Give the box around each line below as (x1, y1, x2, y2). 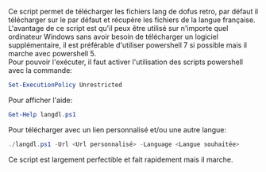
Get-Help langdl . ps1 (8, 110, 77, 118)
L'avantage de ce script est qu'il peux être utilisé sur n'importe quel (8, 24, 229, 32)
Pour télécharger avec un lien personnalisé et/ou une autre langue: (8, 124, 226, 134)
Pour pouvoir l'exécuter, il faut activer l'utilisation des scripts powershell (8, 57, 244, 67)
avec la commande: (8, 66, 73, 75)
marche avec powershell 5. (8, 49, 97, 58)
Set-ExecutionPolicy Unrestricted (8, 81, 123, 89)
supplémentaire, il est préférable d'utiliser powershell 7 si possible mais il (8, 40, 248, 50)
